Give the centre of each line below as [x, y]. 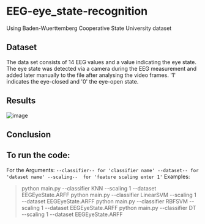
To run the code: [38, 155]
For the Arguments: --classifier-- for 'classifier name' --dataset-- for [102, 170]
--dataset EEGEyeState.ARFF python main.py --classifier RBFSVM [105, 201]
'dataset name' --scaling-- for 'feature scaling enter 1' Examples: [98, 176]
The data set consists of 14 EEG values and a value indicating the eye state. [102, 62]
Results [21, 101]
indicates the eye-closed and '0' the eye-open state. [73, 81]
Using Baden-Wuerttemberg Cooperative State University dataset [89, 28]
